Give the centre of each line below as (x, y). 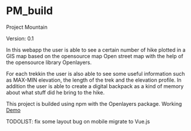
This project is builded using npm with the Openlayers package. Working (94, 103)
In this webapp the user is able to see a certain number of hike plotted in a (96, 50)
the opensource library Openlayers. (49, 62)
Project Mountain (27, 27)
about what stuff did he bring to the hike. (55, 92)
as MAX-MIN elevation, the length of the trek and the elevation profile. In (94, 80)
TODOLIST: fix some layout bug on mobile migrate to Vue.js (78, 121)
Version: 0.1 (20, 38)
